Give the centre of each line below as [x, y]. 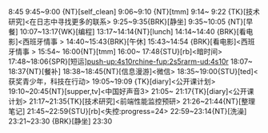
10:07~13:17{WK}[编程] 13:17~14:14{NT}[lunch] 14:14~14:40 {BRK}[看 [133, 31]
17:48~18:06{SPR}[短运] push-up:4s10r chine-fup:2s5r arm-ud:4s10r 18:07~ [131, 61]
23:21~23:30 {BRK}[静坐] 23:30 [60, 121]
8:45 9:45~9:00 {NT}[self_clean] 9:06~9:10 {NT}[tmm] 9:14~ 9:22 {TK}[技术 [134, 12]
